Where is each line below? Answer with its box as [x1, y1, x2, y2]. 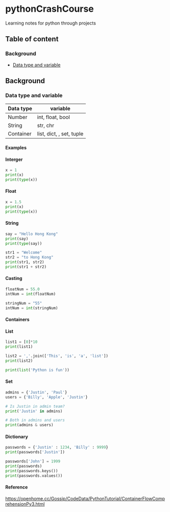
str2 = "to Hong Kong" [5, 255, 54, 260]
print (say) [5, 236, 29, 241]
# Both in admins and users [5, 417, 65, 423]
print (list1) [5, 344, 33, 350]
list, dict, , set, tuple [37, 130, 84, 137]
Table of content [5, 35, 59, 43]
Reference [5, 484, 28, 491]
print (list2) [5, 358, 33, 363]
